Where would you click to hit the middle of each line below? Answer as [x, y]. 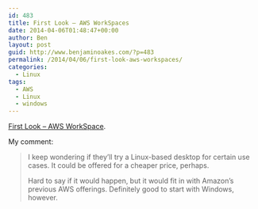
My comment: [31, 142]
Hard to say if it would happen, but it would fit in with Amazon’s [131, 181]
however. [42, 198]
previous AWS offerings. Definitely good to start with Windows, [131, 189]
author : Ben [28, 38]
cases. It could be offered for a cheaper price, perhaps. [118, 165]
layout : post [30, 45]
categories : [28, 67]
